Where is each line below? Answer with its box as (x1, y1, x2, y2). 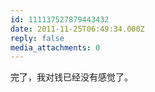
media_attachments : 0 (10, 42, 101, 53)
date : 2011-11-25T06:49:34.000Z (10, 24, 145, 34)
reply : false (10, 33, 65, 43)
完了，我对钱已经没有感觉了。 (10, 71, 133, 83)
